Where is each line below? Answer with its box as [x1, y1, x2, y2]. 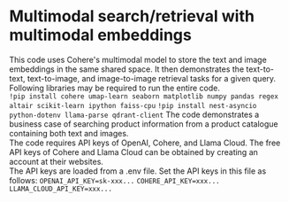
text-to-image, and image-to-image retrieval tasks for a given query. [27, 73, 277, 83]
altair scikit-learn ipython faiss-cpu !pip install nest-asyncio [9, 101, 257, 110]
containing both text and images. [9, 128, 129, 138]
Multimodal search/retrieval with [9, 6, 255, 27]
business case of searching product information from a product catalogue [9, 118, 278, 129]
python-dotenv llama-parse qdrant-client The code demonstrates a [9, 109, 260, 120]
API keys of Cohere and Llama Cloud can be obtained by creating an [9, 146, 259, 157]
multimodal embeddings [9, 25, 192, 45]
